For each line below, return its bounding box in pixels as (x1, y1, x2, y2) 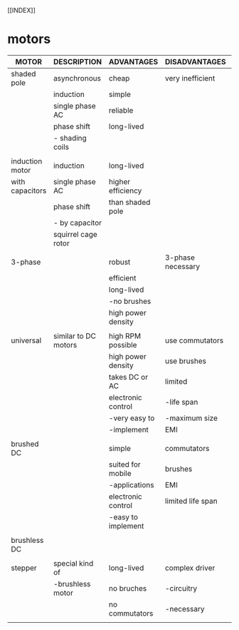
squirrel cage (53, 229, 97, 239)
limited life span (164, 496, 218, 506)
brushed (11, 439, 39, 449)
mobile (109, 468, 132, 478)
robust (109, 257, 131, 267)
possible (109, 340, 137, 350)
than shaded (109, 197, 151, 207)
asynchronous (53, 73, 102, 83)
